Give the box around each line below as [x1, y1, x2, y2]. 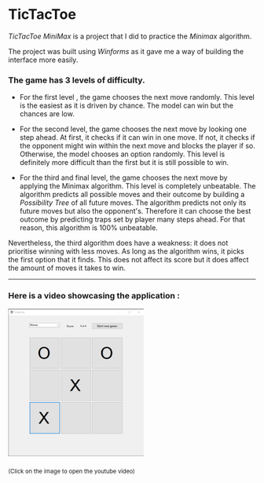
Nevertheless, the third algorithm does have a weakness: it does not [8, 238, 229, 248]
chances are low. [19, 109, 75, 119]
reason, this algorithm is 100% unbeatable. [19, 223, 159, 232]
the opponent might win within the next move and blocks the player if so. [19, 141, 255, 151]
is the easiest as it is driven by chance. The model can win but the [19, 101, 234, 111]
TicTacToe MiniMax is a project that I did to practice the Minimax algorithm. [8, 31, 252, 41]
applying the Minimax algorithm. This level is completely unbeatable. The [19, 181, 256, 191]
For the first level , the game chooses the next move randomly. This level [19, 93, 255, 102]
